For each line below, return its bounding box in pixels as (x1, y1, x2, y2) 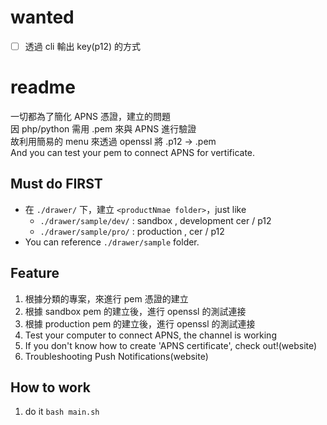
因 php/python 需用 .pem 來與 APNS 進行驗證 (10, 122, 197, 135)
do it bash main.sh (24, 406, 100, 418)
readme (10, 76, 76, 99)
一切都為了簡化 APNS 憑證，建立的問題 (10, 110, 172, 122)
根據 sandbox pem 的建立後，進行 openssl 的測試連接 (24, 305, 247, 317)
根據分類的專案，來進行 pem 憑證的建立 (24, 292, 189, 305)
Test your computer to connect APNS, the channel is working (24, 329, 277, 341)
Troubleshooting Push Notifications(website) (24, 350, 209, 362)
